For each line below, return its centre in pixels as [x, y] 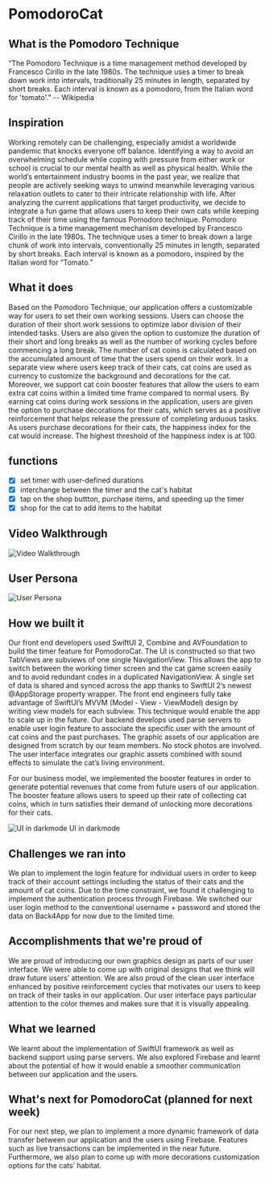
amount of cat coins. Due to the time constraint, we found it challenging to [131, 890]
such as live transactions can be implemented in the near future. [115, 1149]
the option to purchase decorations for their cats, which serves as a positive [134, 410]
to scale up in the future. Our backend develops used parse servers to [125, 720]
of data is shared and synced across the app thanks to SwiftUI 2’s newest [130, 686]
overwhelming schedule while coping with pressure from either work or [127, 159]
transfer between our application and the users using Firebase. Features [128, 1140]
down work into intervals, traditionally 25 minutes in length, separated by [129, 80]
